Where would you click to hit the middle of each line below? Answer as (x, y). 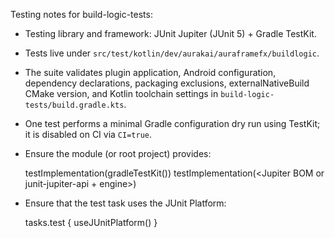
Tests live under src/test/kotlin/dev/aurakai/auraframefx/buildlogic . (172, 53)
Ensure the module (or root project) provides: (118, 153)
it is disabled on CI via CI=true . (88, 134)
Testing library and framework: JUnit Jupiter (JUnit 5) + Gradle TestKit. (170, 33)
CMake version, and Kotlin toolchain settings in (121, 93)
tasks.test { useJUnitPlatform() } (91, 222)
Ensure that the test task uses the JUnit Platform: (125, 203)
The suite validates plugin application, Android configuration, (150, 72)
